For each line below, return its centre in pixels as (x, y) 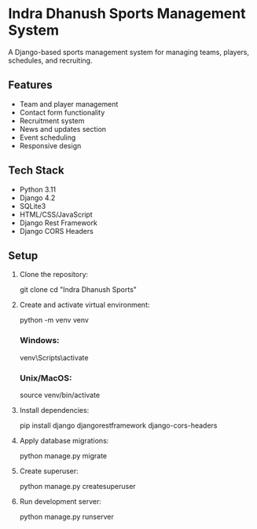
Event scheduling (48, 137)
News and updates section (63, 129)
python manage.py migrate (63, 455)
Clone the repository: (54, 275)
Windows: (40, 341)
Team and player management (69, 104)
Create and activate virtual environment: (84, 305)
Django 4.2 (37, 198)
